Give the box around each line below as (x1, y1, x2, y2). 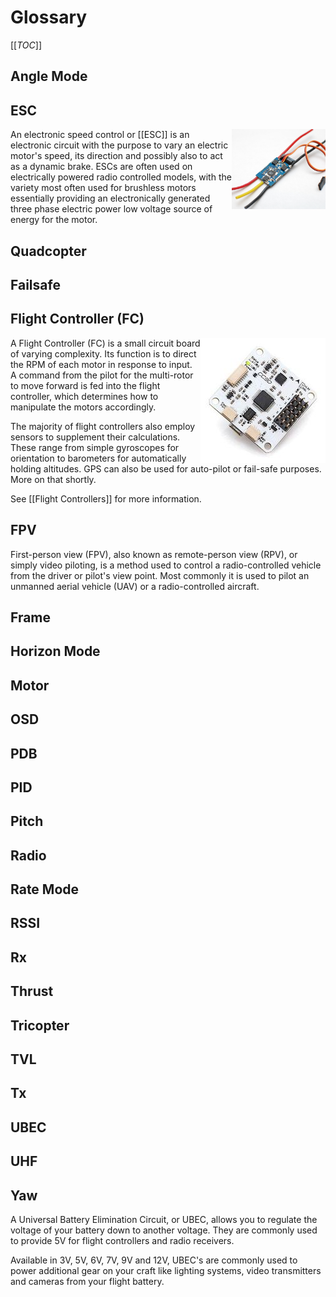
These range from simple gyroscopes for (10, 441, 180, 453)
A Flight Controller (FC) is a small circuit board (10, 337, 201, 349)
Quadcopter (10, 242, 87, 260)
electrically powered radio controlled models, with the (10, 171, 232, 183)
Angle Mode (10, 68, 88, 85)
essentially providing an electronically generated (10, 192, 211, 205)
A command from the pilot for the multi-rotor (10, 369, 194, 381)
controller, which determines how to (10, 390, 159, 402)
